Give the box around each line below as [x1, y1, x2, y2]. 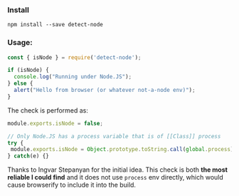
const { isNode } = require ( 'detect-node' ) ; [7, 53, 142, 61]
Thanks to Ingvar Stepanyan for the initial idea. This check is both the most [7, 165, 228, 174]
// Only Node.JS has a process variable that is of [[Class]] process [7, 133, 221, 140]
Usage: [7, 38, 33, 48]
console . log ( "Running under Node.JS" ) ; [14, 73, 132, 81]
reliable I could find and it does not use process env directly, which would [7, 173, 224, 182]
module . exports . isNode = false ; [7, 120, 103, 127]
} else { [7, 80, 33, 87]
